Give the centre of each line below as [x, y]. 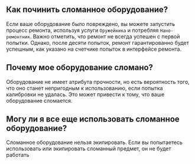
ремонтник [18, 37]
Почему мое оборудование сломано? [80, 68]
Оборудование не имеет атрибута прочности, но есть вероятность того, [98, 81]
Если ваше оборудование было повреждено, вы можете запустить [91, 24]
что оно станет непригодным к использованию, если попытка [84, 88]
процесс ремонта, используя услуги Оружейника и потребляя [82, 30]
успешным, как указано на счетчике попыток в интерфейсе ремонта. [94, 49]
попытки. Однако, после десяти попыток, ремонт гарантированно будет [97, 42]
